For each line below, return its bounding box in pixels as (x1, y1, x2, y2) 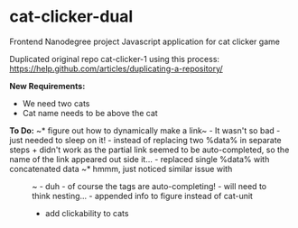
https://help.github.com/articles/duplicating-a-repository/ (9, 63, 223, 74)
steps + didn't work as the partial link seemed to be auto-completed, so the (9, 144, 290, 155)
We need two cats (22, 97, 90, 109)
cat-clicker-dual (9, 6, 134, 27)
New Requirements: (9, 80, 86, 91)
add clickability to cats (44, 207, 129, 218)
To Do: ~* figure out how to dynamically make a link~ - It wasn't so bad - (9, 124, 281, 136)
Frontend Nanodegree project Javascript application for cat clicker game (9, 36, 280, 47)
